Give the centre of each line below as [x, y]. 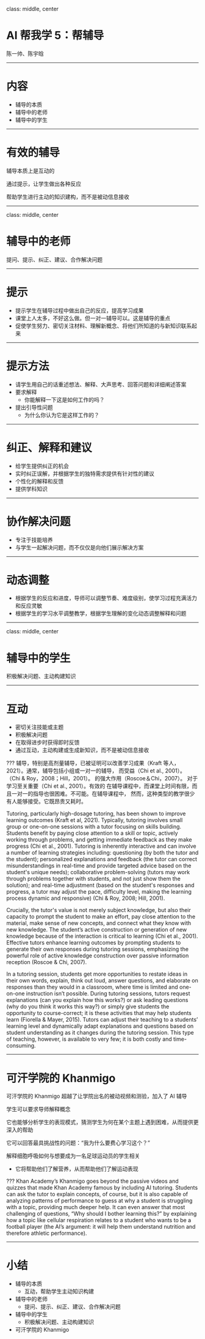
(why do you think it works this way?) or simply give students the [88, 1006]
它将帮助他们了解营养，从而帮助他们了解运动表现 [77, 1169]
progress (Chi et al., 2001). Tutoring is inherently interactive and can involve [101, 846]
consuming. [21, 1046]
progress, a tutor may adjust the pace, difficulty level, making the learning [99, 892]
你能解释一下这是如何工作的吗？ [64, 399]
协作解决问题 [39, 522]
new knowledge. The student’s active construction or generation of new [97, 930]
